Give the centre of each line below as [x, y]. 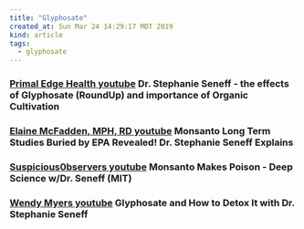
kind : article [37, 35]
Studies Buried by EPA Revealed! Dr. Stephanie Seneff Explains [152, 142]
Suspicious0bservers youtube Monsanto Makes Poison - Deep [152, 167]
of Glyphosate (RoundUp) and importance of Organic [129, 95]
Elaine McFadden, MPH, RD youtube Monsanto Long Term [140, 130]
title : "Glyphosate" [49, 18]
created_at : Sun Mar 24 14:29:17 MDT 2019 [91, 26]
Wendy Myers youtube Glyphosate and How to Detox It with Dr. [152, 203]
